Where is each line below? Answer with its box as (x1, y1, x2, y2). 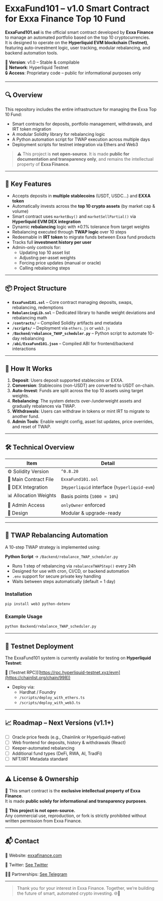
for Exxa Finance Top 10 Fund (5, 13, 126, 24)
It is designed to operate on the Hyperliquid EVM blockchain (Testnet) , (5, 39, 149, 45)
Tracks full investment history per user (12, 239, 92, 245)
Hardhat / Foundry (19, 689, 56, 695)
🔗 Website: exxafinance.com (5, 852, 62, 858)
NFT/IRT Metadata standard (12, 756, 68, 762)
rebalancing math (12, 315, 48, 321)
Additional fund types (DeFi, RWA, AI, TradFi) (12, 751, 102, 756)
